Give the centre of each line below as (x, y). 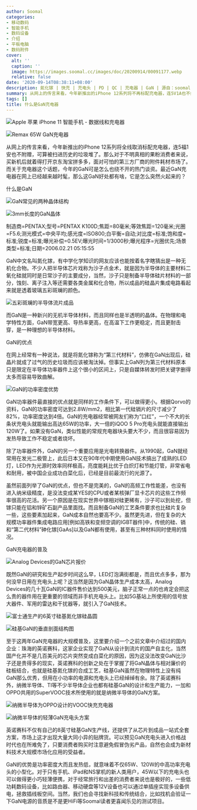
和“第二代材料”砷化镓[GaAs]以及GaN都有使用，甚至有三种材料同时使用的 (94, 529)
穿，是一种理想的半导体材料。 (42, 330)
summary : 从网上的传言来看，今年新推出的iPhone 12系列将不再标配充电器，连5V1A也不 (98, 93)
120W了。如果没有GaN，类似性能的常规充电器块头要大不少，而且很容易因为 (98, 431)
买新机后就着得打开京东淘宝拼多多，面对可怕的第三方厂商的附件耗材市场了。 (98, 162)
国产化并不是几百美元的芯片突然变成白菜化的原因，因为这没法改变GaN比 (94, 656)
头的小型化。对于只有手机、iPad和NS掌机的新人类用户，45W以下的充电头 (95, 772)
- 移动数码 (18, 22)
